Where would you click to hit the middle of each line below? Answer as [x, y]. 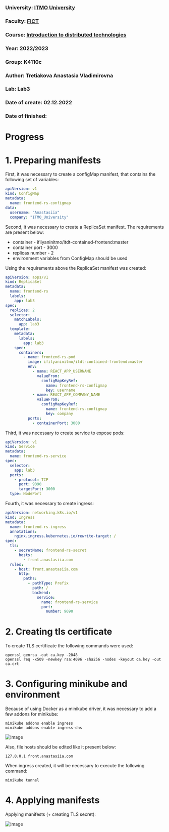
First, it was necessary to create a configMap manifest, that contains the [80, 174]
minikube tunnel [22, 780]
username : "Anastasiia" [35, 212]
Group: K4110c [23, 62]
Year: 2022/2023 [27, 48]
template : [20, 329]
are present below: [25, 232]
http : [24, 574]
